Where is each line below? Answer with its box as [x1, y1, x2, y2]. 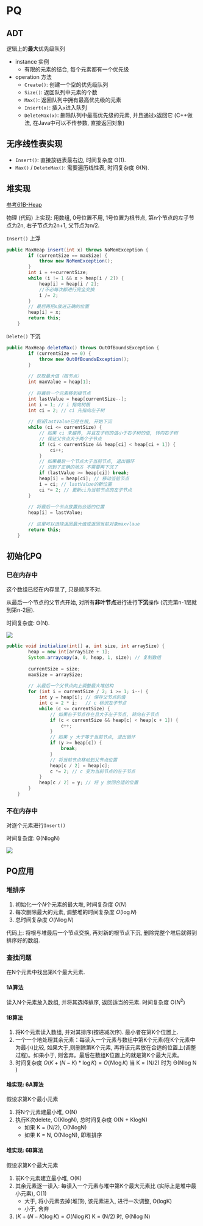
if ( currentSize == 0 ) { [28, 350, 91, 357]
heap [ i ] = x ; [28, 310, 62, 316]
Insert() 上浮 [6, 234, 41, 242]
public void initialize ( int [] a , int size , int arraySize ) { [6, 643, 165, 649]
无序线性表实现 [6, 139, 63, 149]
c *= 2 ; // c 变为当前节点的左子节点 [49, 768, 136, 775]
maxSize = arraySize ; [28, 671, 84, 678]
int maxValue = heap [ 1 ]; [28, 379, 91, 385]
